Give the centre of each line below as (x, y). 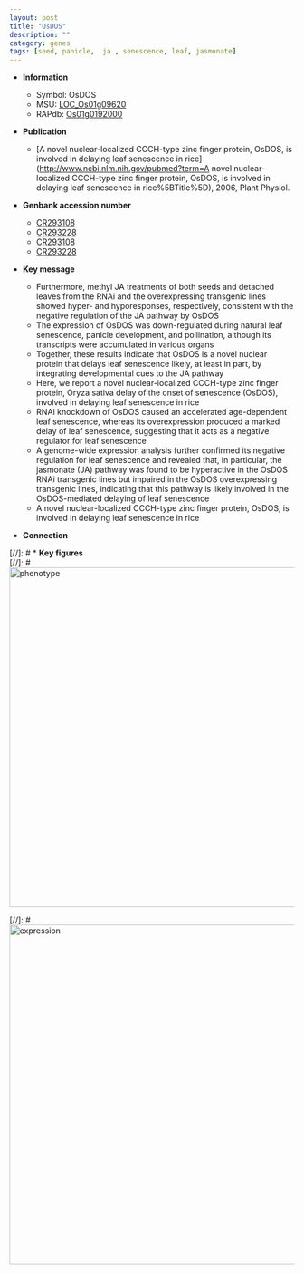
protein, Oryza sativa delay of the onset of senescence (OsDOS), (157, 393)
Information (45, 77)
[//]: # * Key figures (46, 553)
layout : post (34, 18)
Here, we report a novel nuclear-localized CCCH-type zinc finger (157, 383)
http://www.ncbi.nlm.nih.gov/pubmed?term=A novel (136, 169)
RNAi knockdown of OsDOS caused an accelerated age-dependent (161, 412)
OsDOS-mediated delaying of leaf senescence (123, 498)
